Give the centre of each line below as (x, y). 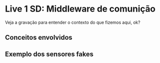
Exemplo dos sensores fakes (49, 54)
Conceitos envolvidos (39, 38)
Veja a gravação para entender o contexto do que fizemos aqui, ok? (73, 22)
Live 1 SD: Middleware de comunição (80, 9)
